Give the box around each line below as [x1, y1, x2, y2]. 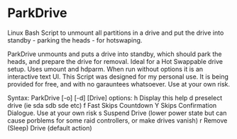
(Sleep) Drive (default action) [7, 123, 92, 132]
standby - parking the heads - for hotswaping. [7, 35, 143, 44]
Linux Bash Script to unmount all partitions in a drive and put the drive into [7, 28, 224, 37]
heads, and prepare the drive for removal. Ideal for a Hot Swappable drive [7, 57, 224, 65]
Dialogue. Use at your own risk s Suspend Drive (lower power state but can [7, 109, 227, 117]
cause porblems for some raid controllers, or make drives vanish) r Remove [7, 116, 228, 125]
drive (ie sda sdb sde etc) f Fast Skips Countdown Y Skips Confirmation [7, 101, 217, 109]
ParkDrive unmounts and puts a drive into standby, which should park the [7, 50, 222, 58]
